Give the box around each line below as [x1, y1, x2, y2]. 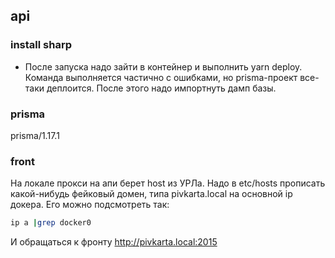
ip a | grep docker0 [10, 218, 92, 228]
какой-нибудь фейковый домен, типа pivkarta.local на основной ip [10, 188, 293, 200]
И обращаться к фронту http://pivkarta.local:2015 [10, 236, 218, 248]
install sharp [10, 38, 73, 52]
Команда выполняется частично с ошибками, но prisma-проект [24, 71, 298, 83]
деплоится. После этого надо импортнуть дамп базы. [46, 82, 277, 94]
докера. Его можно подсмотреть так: [10, 199, 170, 211]
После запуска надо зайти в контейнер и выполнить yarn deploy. [24, 60, 303, 73]
